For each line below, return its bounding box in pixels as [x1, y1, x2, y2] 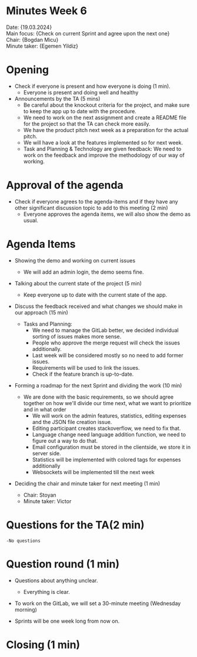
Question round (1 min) [6, 557, 120, 570]
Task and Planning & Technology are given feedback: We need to [23, 145, 182, 152]
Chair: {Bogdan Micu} [6, 36, 59, 43]
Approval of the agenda [6, 179, 123, 192]
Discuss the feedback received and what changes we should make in [14, 303, 183, 310]
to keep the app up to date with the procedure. [23, 107, 136, 114]
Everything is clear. [23, 588, 71, 595]
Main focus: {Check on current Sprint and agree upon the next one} [6, 29, 170, 37]
